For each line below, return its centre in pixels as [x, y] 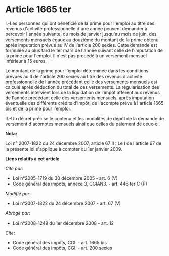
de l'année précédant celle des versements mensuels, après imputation [80, 98]
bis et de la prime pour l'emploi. [38, 108]
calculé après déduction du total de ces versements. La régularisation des [82, 87]
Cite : [10, 233]
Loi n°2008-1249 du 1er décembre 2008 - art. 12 [63, 223]
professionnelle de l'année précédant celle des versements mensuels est [81, 82]
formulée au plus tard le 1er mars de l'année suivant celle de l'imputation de [84, 50]
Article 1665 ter [38, 9]
